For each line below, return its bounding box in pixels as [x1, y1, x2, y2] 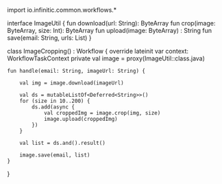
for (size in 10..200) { [19, 97, 90, 104]
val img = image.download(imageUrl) [19, 80, 125, 87]
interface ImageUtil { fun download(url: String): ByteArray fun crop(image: [7, 19, 216, 27]
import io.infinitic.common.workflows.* [7, 6, 117, 14]
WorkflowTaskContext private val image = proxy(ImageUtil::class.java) [7, 54, 206, 62]
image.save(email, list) [19, 152, 90, 159]
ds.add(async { [32, 104, 75, 111]
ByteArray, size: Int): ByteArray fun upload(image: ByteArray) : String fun [7, 27, 212, 34]
